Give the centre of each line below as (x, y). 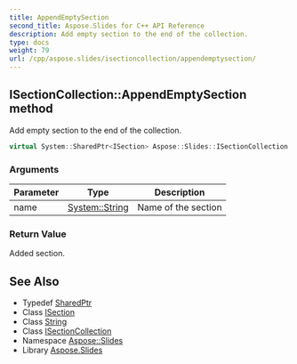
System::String (98, 207)
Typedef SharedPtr (57, 303)
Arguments (34, 169)
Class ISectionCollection (67, 331)
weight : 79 (29, 51)
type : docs (29, 42)
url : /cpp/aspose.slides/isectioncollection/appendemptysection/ (132, 59)
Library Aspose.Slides (62, 350)
